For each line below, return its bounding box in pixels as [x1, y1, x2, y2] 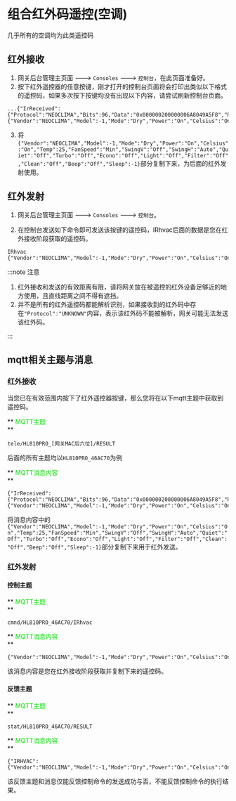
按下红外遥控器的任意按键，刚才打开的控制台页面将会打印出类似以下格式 [17, 82, 227, 91]
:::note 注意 [7, 268, 40, 276]
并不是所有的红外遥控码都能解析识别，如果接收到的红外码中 [17, 300, 190, 308]
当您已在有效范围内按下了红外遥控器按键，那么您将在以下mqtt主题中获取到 [7, 394, 223, 403]
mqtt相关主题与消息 [7, 353, 93, 365]
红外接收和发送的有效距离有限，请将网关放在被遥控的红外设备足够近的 [17, 282, 221, 291]
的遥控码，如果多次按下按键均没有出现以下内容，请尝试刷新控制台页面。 [17, 91, 227, 99]
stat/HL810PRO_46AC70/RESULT [7, 723, 93, 730]
